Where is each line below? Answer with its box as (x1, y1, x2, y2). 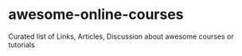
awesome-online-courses (8, 6, 185, 24)
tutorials (8, 39, 36, 49)
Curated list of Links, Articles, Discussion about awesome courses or (8, 32, 235, 41)
